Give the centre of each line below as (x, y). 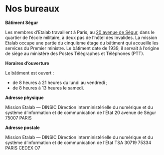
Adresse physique (24, 97)
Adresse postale (22, 127)
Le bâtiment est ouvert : (30, 72)
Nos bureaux (32, 9)
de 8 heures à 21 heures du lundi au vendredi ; (60, 82)
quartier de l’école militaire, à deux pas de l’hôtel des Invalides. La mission (81, 37)
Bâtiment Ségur (22, 22)
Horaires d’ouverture (27, 63)
